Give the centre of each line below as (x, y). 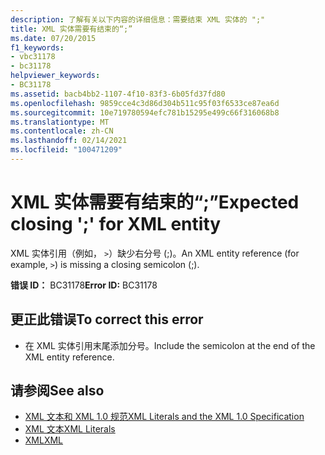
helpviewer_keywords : (55, 76)
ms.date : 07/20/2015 (53, 38)
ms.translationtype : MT (60, 122)
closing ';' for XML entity (116, 224)
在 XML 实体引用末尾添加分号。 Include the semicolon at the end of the (170, 345)
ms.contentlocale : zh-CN (62, 131)
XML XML (44, 440)
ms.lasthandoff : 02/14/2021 (69, 141)
